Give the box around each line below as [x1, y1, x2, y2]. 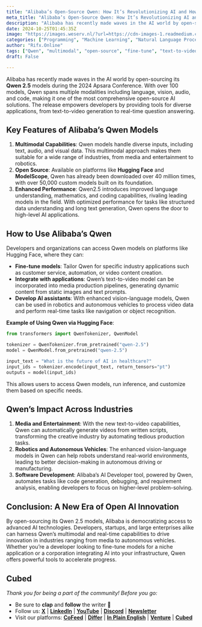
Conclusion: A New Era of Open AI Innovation [6, 501, 179, 512]
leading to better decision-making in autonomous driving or [14, 458, 162, 466]
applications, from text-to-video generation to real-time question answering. [6, 107, 195, 114]
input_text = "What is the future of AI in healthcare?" [6, 358, 152, 364]
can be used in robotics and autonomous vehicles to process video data [14, 301, 194, 308]
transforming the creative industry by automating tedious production [14, 433, 185, 440]
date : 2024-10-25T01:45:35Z [6, 25, 77, 32]
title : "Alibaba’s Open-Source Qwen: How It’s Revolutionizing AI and [6, 8, 187, 15]
